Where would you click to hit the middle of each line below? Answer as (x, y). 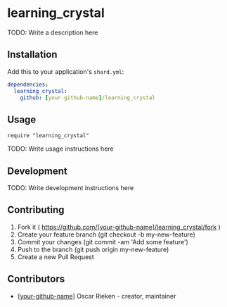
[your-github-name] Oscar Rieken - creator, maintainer (97, 296)
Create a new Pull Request (56, 257)
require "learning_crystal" (48, 136)
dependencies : (28, 84)
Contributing (36, 210)
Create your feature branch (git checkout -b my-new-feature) (106, 234)
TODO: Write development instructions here (71, 188)
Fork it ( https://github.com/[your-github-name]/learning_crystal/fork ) (119, 227)
